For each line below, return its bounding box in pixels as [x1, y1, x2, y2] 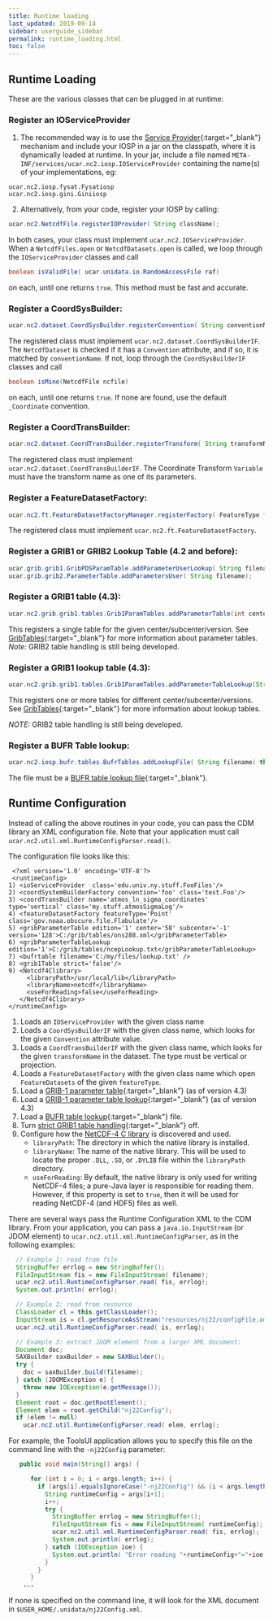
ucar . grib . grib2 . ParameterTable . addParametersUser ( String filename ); [8, 571, 253, 580]
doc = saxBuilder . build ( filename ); [23, 1368, 144, 1376]
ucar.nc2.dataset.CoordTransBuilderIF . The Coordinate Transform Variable [8, 463, 263, 473]
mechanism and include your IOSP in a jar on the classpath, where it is [19, 142, 256, 151]
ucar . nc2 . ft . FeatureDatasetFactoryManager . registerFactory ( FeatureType [8, 510, 260, 519]
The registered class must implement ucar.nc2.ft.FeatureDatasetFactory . [8, 526, 258, 536]
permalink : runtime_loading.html [8, 34, 122, 43]
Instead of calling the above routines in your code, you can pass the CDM [8, 818, 254, 828]
